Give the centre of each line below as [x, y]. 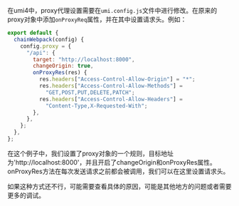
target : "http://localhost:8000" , [84, 59]
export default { [33, 33]
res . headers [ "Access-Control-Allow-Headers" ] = [111, 99]
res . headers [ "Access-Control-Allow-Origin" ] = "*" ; [117, 79]
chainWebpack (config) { [49, 39]
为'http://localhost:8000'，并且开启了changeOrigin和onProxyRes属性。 [112, 162]
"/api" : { [41, 53]
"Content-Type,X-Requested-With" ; [96, 105]
